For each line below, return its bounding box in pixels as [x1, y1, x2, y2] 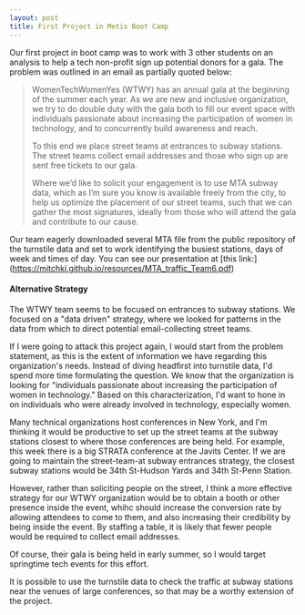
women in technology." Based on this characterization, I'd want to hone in [9, 389, 286, 400]
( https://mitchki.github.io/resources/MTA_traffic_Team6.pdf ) [9, 262, 235, 273]
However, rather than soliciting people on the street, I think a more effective [9, 482, 293, 493]
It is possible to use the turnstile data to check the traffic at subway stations [9, 576, 294, 587]
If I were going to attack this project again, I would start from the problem [9, 341, 284, 352]
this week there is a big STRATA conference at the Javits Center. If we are [9, 446, 286, 456]
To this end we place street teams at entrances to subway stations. [31, 140, 283, 151]
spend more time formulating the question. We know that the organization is [9, 370, 294, 381]
